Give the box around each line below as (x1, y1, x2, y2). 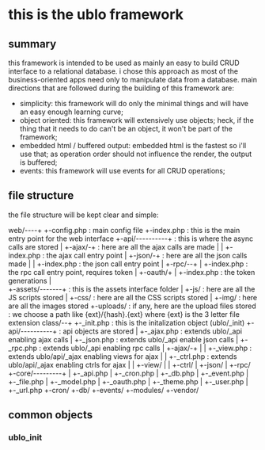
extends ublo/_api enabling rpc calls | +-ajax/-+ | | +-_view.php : (43, 343, 252, 353)
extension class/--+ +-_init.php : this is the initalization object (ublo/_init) (8, 318, 245, 327)
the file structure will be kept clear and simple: (8, 210, 159, 219)
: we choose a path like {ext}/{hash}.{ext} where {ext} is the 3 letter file (8, 309, 240, 318)
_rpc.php (8, 343, 38, 353)
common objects (8, 408, 93, 421)
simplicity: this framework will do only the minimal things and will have (19, 99, 249, 108)
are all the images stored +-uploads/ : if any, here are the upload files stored (8, 301, 257, 311)
